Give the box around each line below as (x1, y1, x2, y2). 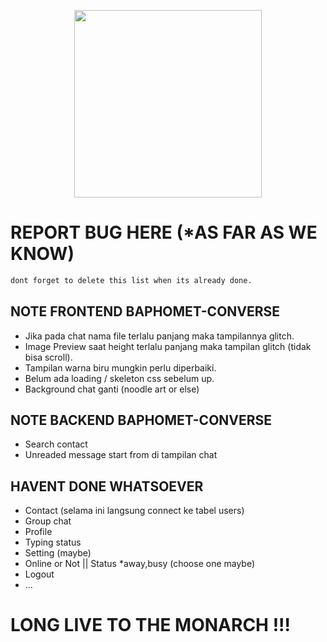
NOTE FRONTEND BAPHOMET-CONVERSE (10, 303, 281, 320)
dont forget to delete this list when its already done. (10, 275, 253, 285)
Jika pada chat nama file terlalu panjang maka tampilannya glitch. (24, 330, 295, 342)
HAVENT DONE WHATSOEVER (10, 478, 204, 495)
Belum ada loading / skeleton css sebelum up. (24, 372, 215, 384)
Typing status (24, 536, 82, 549)
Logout (24, 568, 55, 580)
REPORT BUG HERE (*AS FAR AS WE (10, 221, 318, 244)
